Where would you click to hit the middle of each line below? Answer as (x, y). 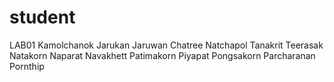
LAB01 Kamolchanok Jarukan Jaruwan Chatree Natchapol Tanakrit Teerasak (166, 45)
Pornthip (27, 66)
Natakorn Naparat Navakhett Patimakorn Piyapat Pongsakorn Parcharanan (162, 55)
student (42, 17)
